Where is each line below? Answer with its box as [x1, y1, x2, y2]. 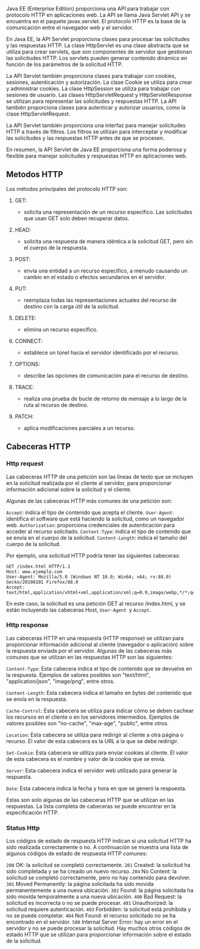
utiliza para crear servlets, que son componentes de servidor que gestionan [6, 48, 192, 55]
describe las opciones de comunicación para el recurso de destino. [23, 372, 189, 379]
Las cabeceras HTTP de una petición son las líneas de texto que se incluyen [6, 473, 193, 480]
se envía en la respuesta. [6, 696, 67, 703]
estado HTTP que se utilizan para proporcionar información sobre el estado [6, 931, 192, 938]
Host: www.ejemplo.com [6, 568, 62, 575]
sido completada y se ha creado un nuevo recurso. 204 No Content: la [6, 868, 177, 875]
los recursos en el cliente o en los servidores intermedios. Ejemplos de [6, 713, 180, 721]
